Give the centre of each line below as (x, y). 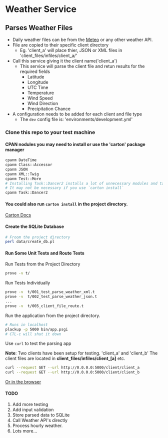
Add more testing (30, 404)
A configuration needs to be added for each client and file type (77, 114)
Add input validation (33, 410)
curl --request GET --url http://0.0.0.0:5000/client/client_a (72, 368)
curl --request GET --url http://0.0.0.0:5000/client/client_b (72, 372)
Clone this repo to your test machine (50, 132)
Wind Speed (40, 98)
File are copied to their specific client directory (60, 45)
